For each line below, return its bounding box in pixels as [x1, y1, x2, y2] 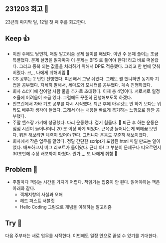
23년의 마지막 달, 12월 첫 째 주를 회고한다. [5, 19, 87, 25]
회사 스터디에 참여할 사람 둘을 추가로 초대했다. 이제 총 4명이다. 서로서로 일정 [12, 88, 161, 94]
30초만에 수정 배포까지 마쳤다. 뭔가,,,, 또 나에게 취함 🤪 [12, 150, 118, 156]
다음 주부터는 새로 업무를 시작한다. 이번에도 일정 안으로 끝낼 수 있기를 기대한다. [5, 233, 158, 239]
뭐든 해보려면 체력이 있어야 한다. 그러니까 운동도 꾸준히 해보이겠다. [19, 132, 148, 138]
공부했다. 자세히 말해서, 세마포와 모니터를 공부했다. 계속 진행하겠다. [21, 82, 152, 88]
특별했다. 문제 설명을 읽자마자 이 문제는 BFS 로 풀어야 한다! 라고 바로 [12, 57, 146, 63]
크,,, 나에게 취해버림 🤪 [27, 69, 70, 75]
